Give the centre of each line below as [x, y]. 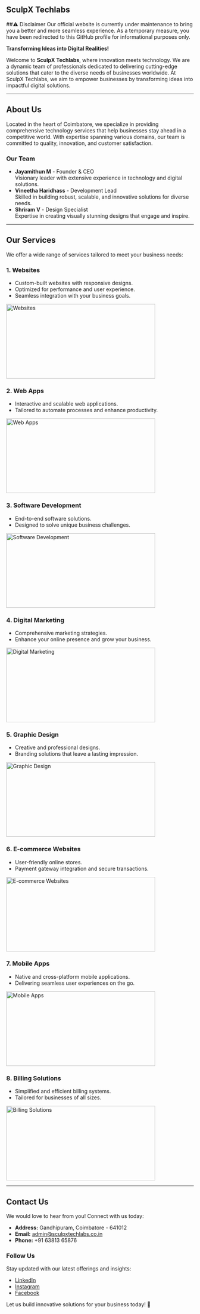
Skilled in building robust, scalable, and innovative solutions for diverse [102, 197]
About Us [24, 110]
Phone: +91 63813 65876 [46, 1240]
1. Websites [23, 270]
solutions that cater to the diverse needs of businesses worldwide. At [91, 72]
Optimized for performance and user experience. [75, 289]
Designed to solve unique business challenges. [73, 525]
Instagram [27, 1287]
